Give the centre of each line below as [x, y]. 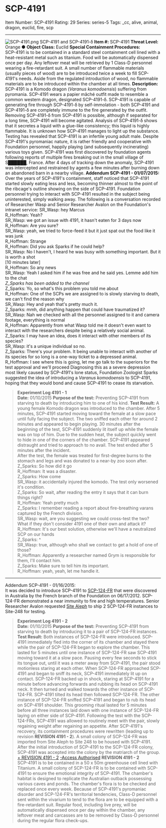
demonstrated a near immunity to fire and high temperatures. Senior [90, 601]
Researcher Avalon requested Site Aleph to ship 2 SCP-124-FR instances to [82, 606]
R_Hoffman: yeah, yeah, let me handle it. [58, 571]
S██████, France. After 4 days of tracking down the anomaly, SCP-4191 [80, 162]
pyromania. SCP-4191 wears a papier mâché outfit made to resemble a [77, 94]
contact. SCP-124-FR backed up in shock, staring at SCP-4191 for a [85, 679]
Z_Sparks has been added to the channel [47, 283]
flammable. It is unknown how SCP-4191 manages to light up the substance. [82, 131]
